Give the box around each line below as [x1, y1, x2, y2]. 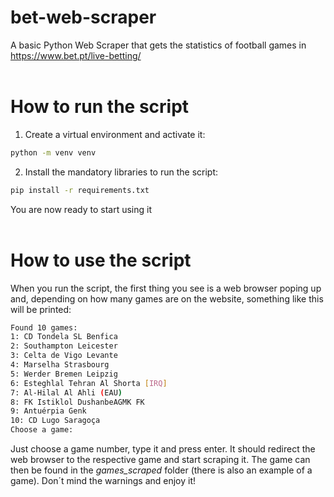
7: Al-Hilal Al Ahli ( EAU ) [10, 387, 123, 398]
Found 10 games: [10, 322, 78, 333]
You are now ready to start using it [10, 203, 152, 215]
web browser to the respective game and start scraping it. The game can [10, 454, 311, 466]
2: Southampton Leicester [10, 341, 118, 351]
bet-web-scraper [10, 6, 157, 29]
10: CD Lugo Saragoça [10, 416, 101, 426]
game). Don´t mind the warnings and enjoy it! [10, 475, 197, 487]
